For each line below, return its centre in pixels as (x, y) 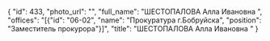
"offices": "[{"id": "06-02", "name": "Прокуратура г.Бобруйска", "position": (135, 20)
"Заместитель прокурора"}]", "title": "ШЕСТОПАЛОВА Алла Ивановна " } (133, 29)
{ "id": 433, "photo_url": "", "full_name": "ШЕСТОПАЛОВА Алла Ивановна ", (135, 12)
